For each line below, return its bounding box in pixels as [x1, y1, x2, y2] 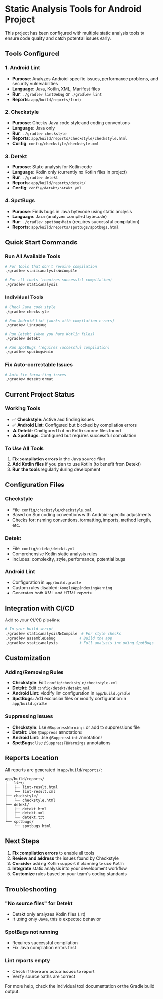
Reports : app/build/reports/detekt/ [12, 180, 86, 186]
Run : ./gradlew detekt [12, 174, 58, 180]
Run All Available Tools [5, 253, 61, 260]
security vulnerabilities [12, 81, 58, 86]
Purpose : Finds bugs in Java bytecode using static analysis [12, 208, 132, 214]
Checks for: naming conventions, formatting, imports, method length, [12, 517, 151, 523]
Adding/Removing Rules [5, 669, 64, 675]
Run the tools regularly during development [12, 466, 101, 472]
